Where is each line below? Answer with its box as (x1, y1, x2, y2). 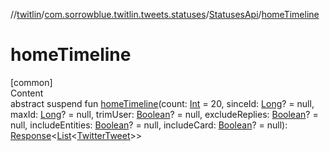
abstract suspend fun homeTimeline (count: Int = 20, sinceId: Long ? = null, (10, 97, 315, 109)
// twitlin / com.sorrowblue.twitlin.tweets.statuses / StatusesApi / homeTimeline (10, 9, 320, 20)
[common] (10, 76, 53, 88)
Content (10, 87, 44, 99)
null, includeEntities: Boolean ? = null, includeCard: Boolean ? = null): (10, 119, 288, 131)
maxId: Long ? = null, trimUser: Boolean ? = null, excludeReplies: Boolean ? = (10, 108, 319, 120)
